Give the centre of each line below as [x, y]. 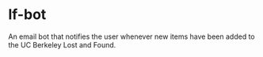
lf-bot [27, 15]
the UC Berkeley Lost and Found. [62, 44]
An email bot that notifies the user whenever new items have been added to [131, 36]
